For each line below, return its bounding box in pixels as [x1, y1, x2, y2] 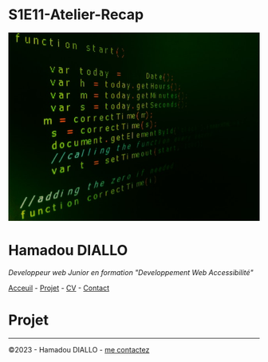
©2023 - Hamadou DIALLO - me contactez [8, 344, 150, 354]
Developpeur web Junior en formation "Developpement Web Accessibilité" [8, 267, 254, 277]
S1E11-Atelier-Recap [8, 6, 144, 24]
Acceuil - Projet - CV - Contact [8, 283, 110, 293]
